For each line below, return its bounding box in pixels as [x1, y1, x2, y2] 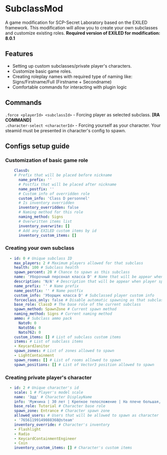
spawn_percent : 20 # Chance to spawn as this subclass [14, 270, 130, 275]
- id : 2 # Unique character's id [9, 385, 79, 390]
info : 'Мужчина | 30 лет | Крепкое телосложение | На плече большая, [14, 399, 162, 404]
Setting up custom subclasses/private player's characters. [12, 63, 132, 69]
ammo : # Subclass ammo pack [14, 316, 72, 321]
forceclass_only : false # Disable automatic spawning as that [14, 297, 146, 302]
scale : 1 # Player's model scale [14, 390, 83, 395]
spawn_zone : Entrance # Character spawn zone [14, 408, 110, 413]
